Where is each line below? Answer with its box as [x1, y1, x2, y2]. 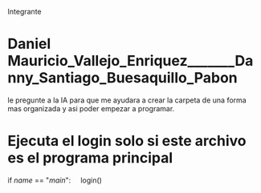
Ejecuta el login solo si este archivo [7, 132, 247, 151]
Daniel [7, 35, 51, 53]
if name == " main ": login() [7, 175, 102, 185]
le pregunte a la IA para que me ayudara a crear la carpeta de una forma [7, 95, 247, 105]
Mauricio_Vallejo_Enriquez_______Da [7, 52, 254, 70]
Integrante [7, 7, 42, 16]
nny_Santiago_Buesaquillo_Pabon [7, 69, 238, 87]
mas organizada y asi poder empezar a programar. [7, 103, 175, 113]
